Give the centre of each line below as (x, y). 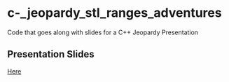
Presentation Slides (51, 54)
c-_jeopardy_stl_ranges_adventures (114, 13)
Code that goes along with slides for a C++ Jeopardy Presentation (103, 32)
